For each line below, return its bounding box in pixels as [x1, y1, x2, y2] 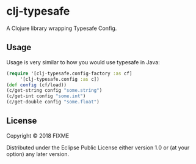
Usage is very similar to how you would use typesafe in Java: [6, 58, 160, 65]
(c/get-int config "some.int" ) [6, 93, 86, 99]
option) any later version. [6, 150, 69, 157]
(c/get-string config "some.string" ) [6, 88, 103, 94]
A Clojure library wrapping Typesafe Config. [6, 24, 117, 32]
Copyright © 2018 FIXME [6, 132, 70, 139]
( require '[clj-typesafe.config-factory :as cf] [6, 70, 132, 76]
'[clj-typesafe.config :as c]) [20, 76, 100, 82]
